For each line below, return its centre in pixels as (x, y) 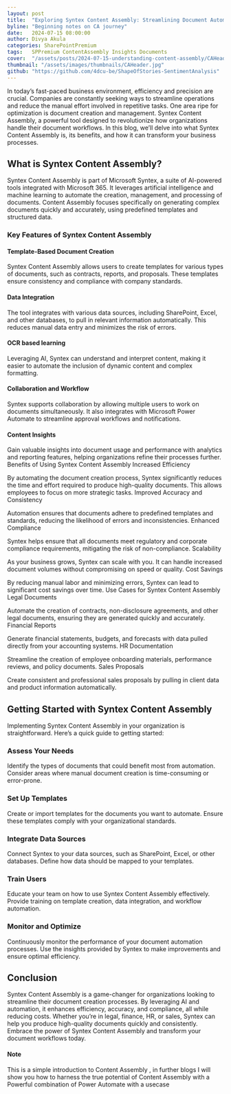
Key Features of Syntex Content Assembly (79, 235)
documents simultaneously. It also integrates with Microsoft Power (101, 412)
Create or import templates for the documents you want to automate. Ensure (115, 813)
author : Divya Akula (37, 39)
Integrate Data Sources (46, 839)
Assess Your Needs (41, 750)
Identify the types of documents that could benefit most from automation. (111, 766)
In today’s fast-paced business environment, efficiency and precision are (110, 91)
